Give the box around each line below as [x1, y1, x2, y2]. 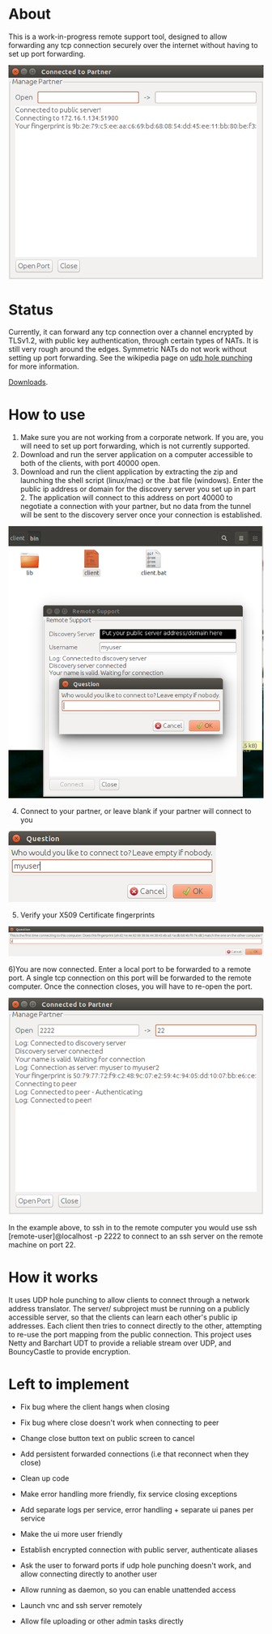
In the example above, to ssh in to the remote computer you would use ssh [8, 1223, 257, 1233]
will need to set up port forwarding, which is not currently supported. [19, 441, 251, 451]
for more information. [8, 361, 79, 371]
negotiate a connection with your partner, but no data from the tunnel [19, 502, 252, 511]
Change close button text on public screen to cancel [19, 1434, 195, 1444]
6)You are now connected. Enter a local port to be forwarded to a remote [8, 964, 251, 973]
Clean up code [19, 1474, 70, 1483]
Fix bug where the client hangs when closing [19, 1402, 170, 1412]
